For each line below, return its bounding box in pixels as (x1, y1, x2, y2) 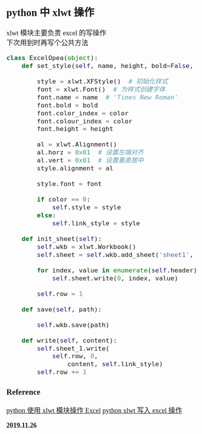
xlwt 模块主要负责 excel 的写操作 (6, 29, 107, 38)
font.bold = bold (36, 101, 98, 109)
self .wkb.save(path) (36, 320, 110, 329)
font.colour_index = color (36, 117, 133, 125)
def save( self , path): (21, 305, 102, 313)
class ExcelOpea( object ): (6, 53, 98, 62)
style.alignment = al (36, 164, 113, 172)
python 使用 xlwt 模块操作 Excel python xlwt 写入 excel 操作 (6, 406, 183, 415)
